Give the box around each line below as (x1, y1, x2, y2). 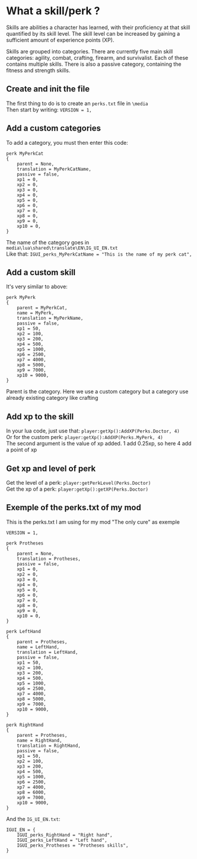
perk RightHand (6, 722, 44, 728)
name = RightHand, (17, 737, 62, 743)
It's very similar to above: (6, 283, 68, 290)
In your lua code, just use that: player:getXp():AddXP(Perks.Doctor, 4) (6, 427, 180, 434)
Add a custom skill (6, 267, 76, 277)
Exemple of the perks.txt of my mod (6, 502, 141, 513)
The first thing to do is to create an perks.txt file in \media (6, 100, 148, 107)
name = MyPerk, (17, 310, 55, 316)
